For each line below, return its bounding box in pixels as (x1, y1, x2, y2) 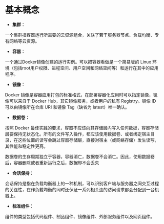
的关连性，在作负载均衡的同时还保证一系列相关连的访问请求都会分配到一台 (5, 186, 155, 192)
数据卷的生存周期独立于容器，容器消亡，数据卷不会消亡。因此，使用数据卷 (5, 154, 155, 159)
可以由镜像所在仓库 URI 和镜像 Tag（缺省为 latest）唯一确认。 (5, 104, 130, 110)
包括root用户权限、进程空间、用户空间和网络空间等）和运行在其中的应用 (13, 65, 159, 71)
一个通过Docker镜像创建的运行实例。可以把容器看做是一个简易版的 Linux (5, 59, 151, 65)
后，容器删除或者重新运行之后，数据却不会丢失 (5, 159, 99, 165)
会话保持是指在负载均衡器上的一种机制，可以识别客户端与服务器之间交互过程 (5, 180, 159, 186)
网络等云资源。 (9, 38, 40, 44)
